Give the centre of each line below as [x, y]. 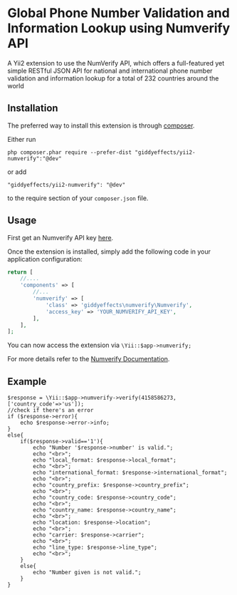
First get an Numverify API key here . [60, 237]
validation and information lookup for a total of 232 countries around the [113, 78]
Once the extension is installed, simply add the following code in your [109, 252]
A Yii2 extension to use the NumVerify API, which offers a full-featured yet [116, 63]
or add [17, 172]
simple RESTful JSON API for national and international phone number [110, 71]
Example [27, 382]
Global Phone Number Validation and [118, 13]
